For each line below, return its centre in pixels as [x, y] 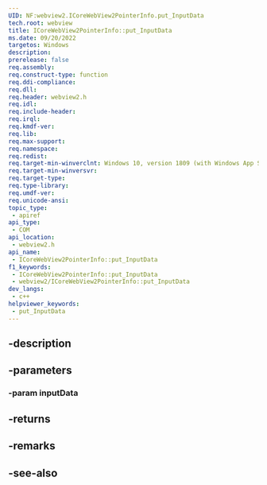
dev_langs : [26, 289]
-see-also [33, 473]
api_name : [25, 252]
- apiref [26, 215]
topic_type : [28, 208]
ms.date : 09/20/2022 [43, 38]
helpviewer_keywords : [44, 304]
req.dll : [23, 89]
